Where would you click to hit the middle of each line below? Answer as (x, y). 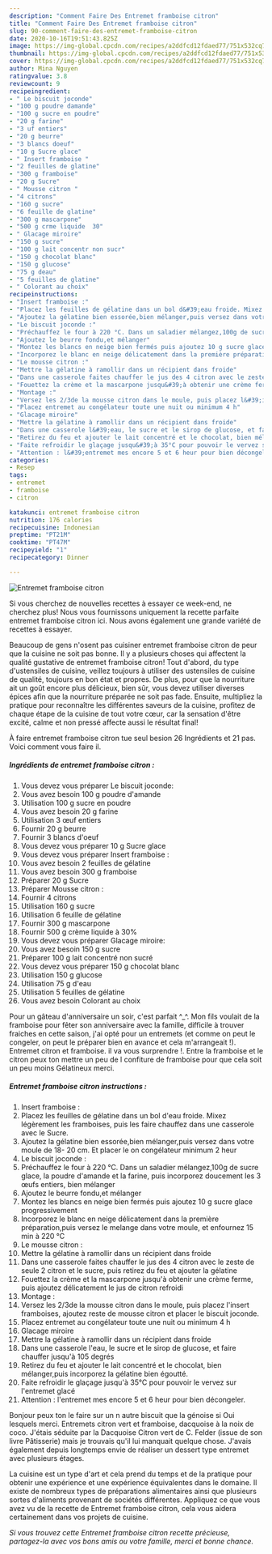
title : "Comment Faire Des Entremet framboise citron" (103, 23)
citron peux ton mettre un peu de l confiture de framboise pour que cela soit (136, 1059)
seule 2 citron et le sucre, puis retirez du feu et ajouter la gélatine (129, 1270)
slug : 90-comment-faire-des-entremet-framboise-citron (103, 31)
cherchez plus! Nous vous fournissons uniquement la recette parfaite (124, 611)
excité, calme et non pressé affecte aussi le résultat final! (104, 722)
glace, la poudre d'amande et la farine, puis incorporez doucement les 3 (141, 1176)
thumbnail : (27, 53)
